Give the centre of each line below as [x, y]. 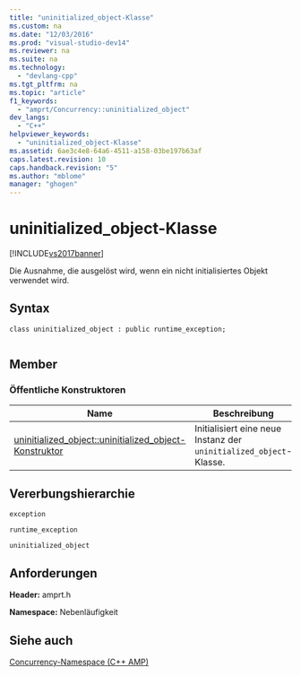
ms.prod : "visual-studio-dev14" [69, 43]
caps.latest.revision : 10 [57, 159]
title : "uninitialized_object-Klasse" [82, 17]
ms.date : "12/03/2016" [52, 34]
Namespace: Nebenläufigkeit [64, 612]
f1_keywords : [34, 101]
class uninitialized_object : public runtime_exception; [118, 329]
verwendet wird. [39, 281]
